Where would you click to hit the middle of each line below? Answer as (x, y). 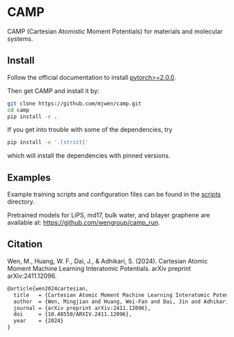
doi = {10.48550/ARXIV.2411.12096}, (73, 314)
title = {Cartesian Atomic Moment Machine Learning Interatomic (112, 295)
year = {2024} (39, 321)
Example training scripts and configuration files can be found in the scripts (114, 195)
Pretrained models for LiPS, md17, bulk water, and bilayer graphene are (109, 215)
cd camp (18, 110)
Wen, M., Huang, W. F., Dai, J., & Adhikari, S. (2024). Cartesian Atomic (108, 261)
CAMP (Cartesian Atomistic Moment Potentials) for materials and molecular (115, 31)
